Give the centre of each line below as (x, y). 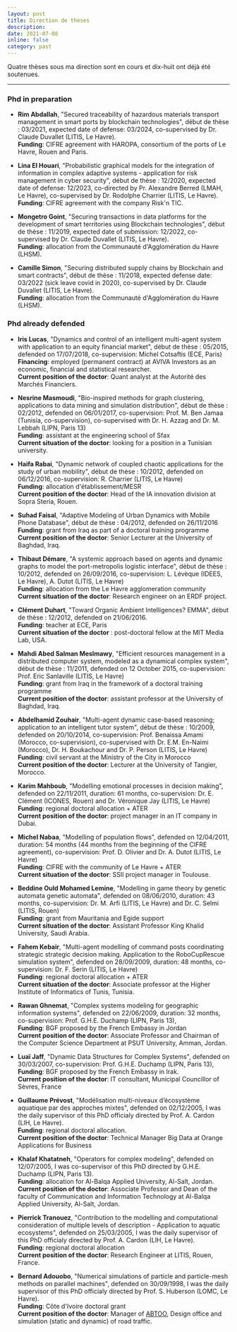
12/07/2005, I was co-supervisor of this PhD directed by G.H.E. (109, 1166)
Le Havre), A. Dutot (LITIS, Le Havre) (71, 581)
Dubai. (27, 823)
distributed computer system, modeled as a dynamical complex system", (123, 661)
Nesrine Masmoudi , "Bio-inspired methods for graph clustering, (111, 398)
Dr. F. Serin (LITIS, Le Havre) (97, 969)
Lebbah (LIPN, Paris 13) (51, 428)
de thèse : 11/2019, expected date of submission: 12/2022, (102, 232)
